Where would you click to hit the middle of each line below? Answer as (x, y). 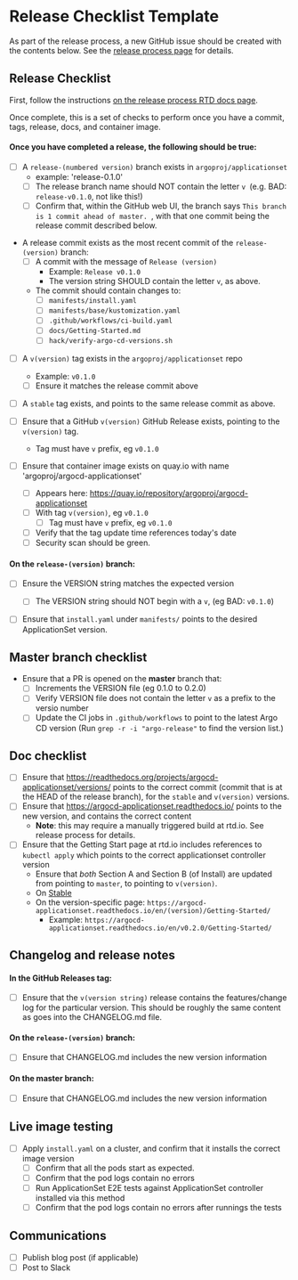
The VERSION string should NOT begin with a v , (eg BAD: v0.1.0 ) (154, 601)
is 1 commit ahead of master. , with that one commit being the (152, 216)
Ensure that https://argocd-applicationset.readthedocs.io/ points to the (152, 806)
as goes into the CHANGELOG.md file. (92, 1017)
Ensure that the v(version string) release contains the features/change (154, 998)
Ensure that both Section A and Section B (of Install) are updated (154, 874)
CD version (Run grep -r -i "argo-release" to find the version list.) (160, 728)
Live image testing (61, 1127)
